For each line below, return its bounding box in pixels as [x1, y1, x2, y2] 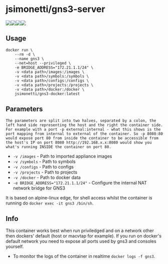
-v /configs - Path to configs [13, 163, 74, 169]
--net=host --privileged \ [15, 60, 71, 65]
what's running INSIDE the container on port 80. [6, 144, 112, 149]
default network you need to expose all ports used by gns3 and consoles [6, 238, 157, 244]
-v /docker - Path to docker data [13, 174, 81, 180]
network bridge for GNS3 [13, 185, 66, 191]
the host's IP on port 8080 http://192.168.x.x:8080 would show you [6, 140, 152, 145]
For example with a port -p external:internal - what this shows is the [6, 126, 161, 132]
